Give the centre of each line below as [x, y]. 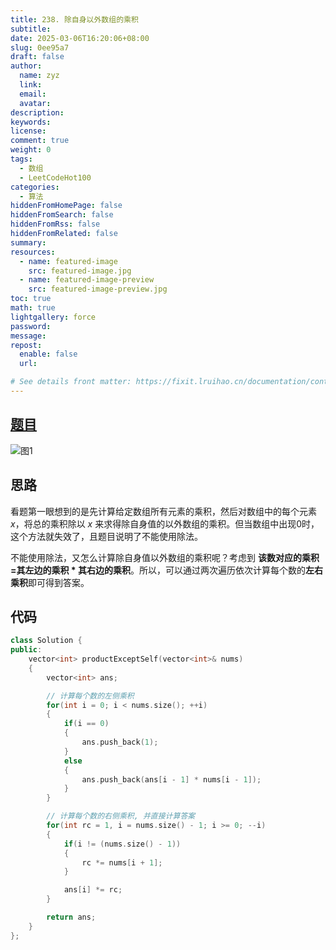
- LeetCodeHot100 [55, 177]
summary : [28, 242]
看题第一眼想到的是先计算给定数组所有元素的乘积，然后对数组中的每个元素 [163, 511]
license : [28, 131]
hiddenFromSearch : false [62, 215]
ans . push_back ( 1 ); [120, 742]
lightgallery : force [53, 317]
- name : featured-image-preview [87, 280]
